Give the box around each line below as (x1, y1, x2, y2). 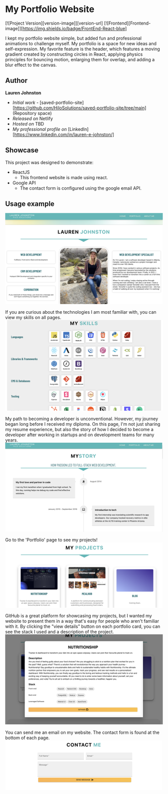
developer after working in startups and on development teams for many (5, 432, 154, 438)
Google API (12, 180, 36, 186)
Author (5, 76, 27, 85)
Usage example (5, 199, 55, 208)
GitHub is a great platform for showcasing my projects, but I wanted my (5, 613, 152, 619)
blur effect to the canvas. (5, 62, 57, 68)
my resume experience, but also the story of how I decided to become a (5, 427, 154, 433)
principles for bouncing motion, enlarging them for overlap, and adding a (5, 56, 155, 62)
